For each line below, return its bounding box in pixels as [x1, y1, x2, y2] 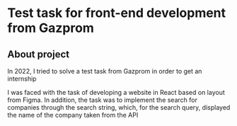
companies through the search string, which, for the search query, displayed [7, 103, 231, 111]
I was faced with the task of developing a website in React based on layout [7, 88, 225, 96]
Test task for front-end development [7, 5, 226, 21]
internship [7, 74, 37, 83]
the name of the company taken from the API [7, 111, 139, 119]
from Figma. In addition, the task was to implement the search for [7, 96, 198, 104]
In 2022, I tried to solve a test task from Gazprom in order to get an [7, 67, 202, 75]
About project [7, 48, 69, 60]
